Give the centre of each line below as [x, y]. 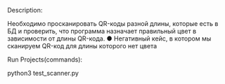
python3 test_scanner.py [43, 73]
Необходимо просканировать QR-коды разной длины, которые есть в [113, 23]
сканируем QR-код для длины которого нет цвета [82, 46]
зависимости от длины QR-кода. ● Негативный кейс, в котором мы [109, 38]
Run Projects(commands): [45, 59]
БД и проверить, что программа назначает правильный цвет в [102, 31]
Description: [25, 10]
